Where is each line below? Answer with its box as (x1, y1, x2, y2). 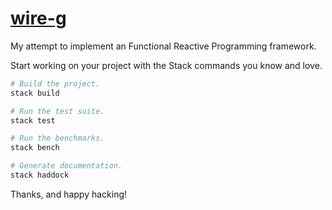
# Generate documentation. (10, 161, 123, 171)
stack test (10, 115, 56, 126)
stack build (10, 88, 60, 98)
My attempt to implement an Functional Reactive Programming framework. (10, 40, 317, 52)
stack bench (10, 143, 60, 153)
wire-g (10, 7, 67, 30)
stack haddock (10, 170, 70, 181)
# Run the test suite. (10, 106, 105, 116)
